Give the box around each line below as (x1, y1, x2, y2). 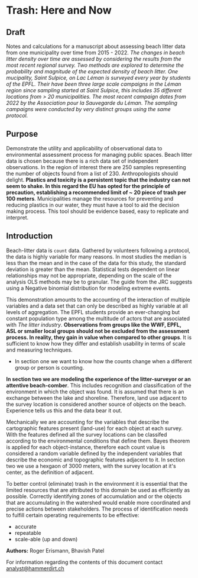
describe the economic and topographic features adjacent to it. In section (6, 456, 185, 463)
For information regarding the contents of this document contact (6, 558, 163, 566)
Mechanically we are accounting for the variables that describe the (6, 418, 170, 425)
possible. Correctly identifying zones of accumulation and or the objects (6, 492, 182, 500)
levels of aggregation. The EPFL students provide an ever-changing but (6, 308, 180, 315)
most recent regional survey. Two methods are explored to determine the (6, 62, 184, 69)
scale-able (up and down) (14, 535, 78, 543)
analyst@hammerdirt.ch (6, 564, 65, 571)
